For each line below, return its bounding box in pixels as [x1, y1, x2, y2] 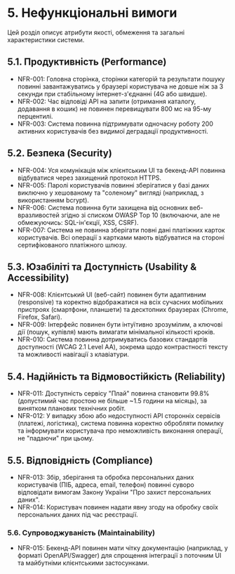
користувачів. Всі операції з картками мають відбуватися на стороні [17, 233, 224, 242]
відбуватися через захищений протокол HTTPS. [17, 174, 162, 182]
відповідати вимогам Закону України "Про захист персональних [17, 488, 212, 496]
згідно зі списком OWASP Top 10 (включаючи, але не [60, 211, 220, 219]
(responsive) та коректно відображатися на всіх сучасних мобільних [17, 298, 224, 306]
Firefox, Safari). [17, 313, 62, 321]
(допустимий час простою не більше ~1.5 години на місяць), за [17, 397, 207, 405]
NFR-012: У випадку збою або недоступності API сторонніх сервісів [17, 412, 221, 420]
